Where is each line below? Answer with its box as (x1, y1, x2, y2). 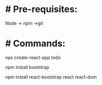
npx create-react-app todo (5, 54, 61, 60)
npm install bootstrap (5, 64, 49, 70)
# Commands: (5, 38, 66, 49)
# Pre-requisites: (5, 4, 78, 15)
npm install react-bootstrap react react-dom (5, 74, 97, 80)
